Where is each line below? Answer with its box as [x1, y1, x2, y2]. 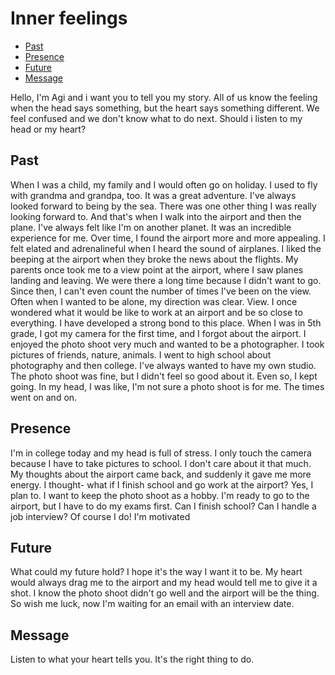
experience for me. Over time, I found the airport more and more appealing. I [10, 232, 326, 244]
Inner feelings [10, 7, 128, 30]
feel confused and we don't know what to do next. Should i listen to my [10, 112, 303, 124]
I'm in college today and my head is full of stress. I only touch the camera [10, 447, 312, 459]
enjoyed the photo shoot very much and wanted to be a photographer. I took [10, 338, 325, 350]
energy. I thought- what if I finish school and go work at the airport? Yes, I [10, 478, 314, 491]
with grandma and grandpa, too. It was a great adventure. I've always [10, 189, 297, 201]
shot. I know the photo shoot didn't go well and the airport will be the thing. [10, 587, 320, 599]
